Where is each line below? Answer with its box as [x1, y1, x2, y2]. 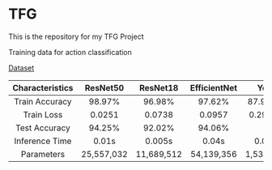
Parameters [20, 148, 66, 159]
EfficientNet [189, 82, 237, 93]
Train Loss [23, 108, 63, 120]
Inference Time [14, 135, 72, 147]
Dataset [8, 62, 35, 73]
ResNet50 [84, 82, 125, 93]
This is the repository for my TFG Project [8, 32, 144, 41]
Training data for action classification [8, 47, 132, 57]
